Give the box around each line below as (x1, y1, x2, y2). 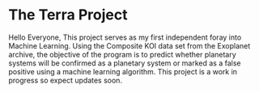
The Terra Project (8, 6, 128, 24)
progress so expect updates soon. (8, 75, 123, 85)
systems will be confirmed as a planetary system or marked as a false (8, 58, 241, 68)
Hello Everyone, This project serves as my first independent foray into (8, 32, 242, 42)
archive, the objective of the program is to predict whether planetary (8, 49, 236, 59)
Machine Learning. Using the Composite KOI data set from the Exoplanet (8, 40, 251, 50)
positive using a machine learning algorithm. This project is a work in (8, 66, 237, 76)
